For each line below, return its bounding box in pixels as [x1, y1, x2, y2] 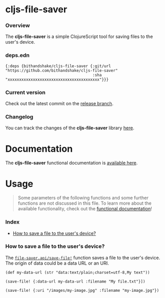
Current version [5, 89, 46, 96]
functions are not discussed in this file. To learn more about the [17, 200, 152, 206]
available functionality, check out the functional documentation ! [17, 206, 152, 212]
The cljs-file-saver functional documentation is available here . [5, 160, 138, 166]
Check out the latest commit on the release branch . [5, 101, 114, 107]
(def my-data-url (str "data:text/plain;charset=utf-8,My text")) [5, 270, 150, 275]
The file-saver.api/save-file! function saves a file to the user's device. [5, 254, 160, 261]
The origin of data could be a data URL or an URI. [5, 260, 109, 266]
